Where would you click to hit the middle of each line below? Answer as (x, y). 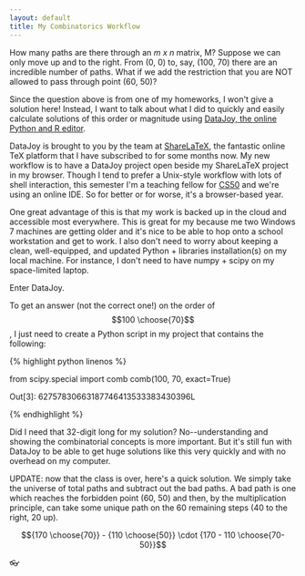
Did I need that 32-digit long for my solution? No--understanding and (139, 432)
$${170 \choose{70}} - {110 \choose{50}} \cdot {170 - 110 (128, 535)
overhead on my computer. (60, 460)
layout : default (40, 18)
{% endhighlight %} (46, 414)
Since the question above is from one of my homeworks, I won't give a (142, 99)
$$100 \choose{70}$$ (153, 319)
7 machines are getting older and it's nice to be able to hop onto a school (147, 231)
